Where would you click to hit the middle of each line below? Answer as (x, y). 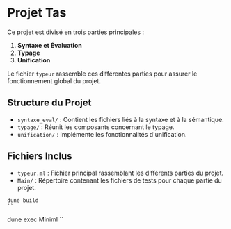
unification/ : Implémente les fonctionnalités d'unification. (102, 134)
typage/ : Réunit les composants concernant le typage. (96, 127)
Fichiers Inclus (40, 156)
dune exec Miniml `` (35, 219)
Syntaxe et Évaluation (49, 45)
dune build (23, 200)
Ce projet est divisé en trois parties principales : (76, 32)
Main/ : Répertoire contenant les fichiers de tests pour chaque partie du (120, 180)
